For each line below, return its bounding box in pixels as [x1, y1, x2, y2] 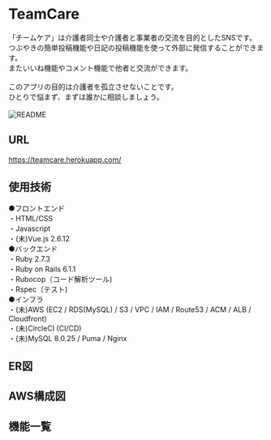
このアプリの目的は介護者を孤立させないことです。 [8, 82, 179, 92]
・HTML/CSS [8, 213, 54, 223]
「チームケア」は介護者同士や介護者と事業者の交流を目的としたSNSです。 [8, 32, 257, 42]
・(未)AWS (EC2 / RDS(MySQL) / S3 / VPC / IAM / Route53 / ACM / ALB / [8, 305, 252, 314]
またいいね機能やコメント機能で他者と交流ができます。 [8, 62, 193, 73]
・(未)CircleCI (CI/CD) [8, 323, 82, 333]
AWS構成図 [8, 390, 67, 404]
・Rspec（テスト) [8, 284, 68, 294]
